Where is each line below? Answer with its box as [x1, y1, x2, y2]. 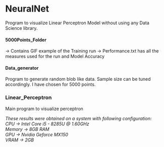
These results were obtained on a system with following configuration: [5, 115, 152, 121]
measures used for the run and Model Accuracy [5, 54, 105, 60]
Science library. [5, 25, 38, 31]
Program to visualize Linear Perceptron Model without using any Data [5, 20, 150, 26]
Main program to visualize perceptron [5, 106, 83, 112]
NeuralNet [5, 3, 49, 15]
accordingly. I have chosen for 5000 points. [5, 81, 96, 87]
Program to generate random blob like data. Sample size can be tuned [5, 76, 151, 82]
